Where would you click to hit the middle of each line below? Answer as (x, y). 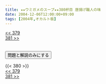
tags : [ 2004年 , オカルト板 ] (31, 19)
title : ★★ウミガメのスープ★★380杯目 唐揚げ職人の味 (53, 10)
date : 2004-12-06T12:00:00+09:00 (40, 14)
